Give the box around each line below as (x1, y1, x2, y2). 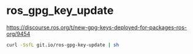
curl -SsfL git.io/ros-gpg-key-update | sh (6, 42, 119, 48)
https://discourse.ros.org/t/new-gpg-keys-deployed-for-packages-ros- (6, 24, 187, 31)
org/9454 (6, 30, 31, 37)
